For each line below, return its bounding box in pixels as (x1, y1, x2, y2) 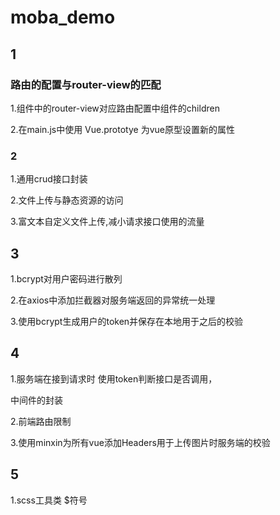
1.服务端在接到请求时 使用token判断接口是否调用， (10, 372, 218, 385)
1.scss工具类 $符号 (10, 494, 88, 506)
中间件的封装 (10, 394, 63, 406)
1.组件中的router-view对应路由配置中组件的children (10, 102, 220, 114)
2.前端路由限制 (10, 415, 72, 427)
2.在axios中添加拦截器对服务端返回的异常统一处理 (10, 294, 216, 306)
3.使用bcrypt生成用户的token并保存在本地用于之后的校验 (10, 315, 244, 327)
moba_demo (10, 6, 116, 29)
